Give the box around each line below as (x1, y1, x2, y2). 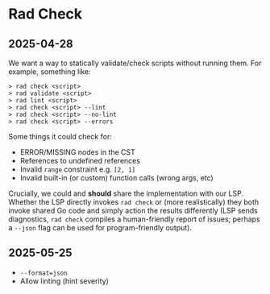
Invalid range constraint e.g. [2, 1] (19, 164, 135, 174)
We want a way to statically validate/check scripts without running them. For (8, 58, 262, 68)
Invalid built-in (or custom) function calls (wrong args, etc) (19, 173, 214, 182)
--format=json (19, 269, 68, 277)
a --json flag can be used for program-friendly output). (8, 223, 192, 232)
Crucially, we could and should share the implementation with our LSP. (8, 188, 244, 198)
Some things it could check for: (8, 132, 113, 141)
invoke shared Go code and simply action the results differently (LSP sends (8, 206, 258, 215)
